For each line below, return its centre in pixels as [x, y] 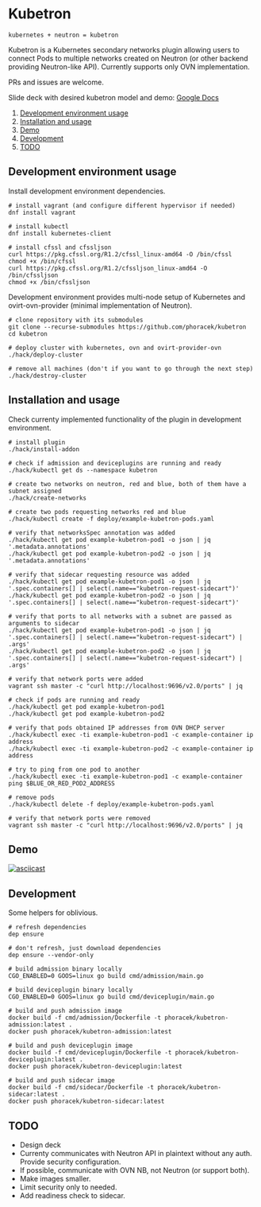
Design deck [40, 1145]
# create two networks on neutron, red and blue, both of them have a [127, 484]
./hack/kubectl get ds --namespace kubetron [83, 470]
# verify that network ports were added [76, 679]
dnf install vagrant [42, 212]
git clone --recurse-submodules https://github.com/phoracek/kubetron [127, 327]
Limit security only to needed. [68, 1187]
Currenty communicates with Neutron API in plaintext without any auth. [136, 1153]
